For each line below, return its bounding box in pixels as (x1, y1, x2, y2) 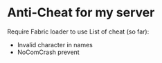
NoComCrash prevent (17, 48, 80, 56)
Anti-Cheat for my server (7, 5, 155, 21)
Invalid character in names (17, 40, 93, 49)
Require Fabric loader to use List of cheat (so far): (7, 27, 150, 36)
